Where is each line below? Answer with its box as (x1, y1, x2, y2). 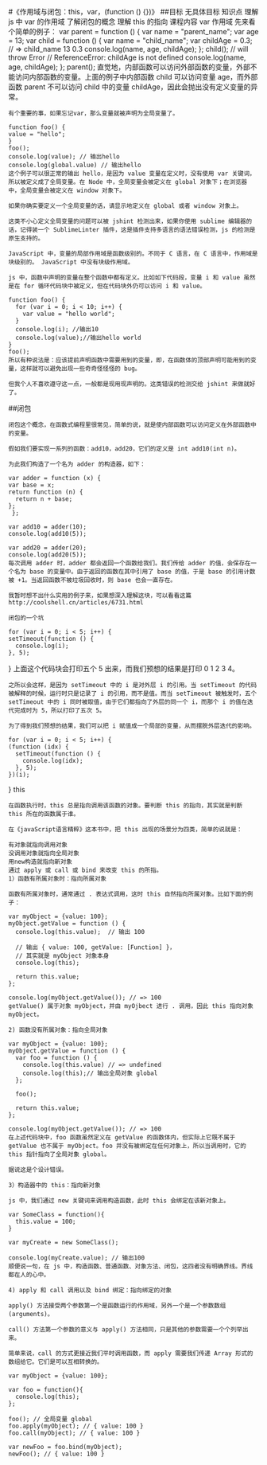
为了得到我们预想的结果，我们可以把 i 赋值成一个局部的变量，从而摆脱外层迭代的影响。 (8, 722, 256, 730)
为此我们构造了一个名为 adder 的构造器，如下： (8, 460, 146, 468)
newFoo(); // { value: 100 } (8, 1450, 105, 1458)
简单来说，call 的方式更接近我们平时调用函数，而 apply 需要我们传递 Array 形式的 (8, 1350, 253, 1358)
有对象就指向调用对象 (8, 841, 68, 849)
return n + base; (15, 495, 73, 503)
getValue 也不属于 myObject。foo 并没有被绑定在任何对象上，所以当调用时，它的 (8, 1142, 246, 1150)
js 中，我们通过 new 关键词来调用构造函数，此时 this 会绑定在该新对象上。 (8, 1197, 230, 1205)
